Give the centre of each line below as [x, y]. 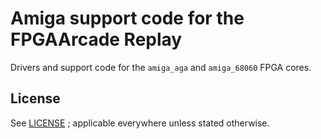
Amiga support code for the [127, 18]
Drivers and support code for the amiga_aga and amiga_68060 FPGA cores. [161, 67]
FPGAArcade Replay [96, 39]
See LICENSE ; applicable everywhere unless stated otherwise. [140, 123]
